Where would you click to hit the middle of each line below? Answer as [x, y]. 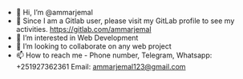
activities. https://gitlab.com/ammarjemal [83, 29]
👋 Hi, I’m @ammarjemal [55, 12]
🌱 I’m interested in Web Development [77, 38]
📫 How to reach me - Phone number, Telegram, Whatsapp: [114, 55]
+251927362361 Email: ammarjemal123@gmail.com [101, 67]
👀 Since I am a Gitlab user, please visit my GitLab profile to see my [125, 21]
